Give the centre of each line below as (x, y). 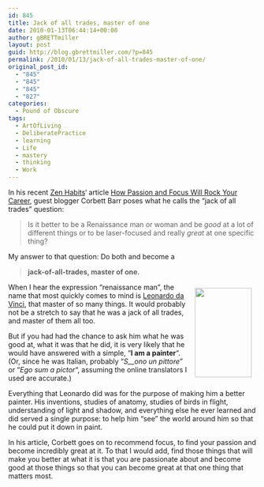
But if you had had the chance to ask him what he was (96, 336)
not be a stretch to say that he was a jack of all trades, (96, 312)
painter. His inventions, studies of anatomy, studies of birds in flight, (118, 402)
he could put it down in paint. (56, 427)
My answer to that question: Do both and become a (91, 257)
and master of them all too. (52, 321)
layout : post (30, 45)
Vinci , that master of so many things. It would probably (97, 304)
